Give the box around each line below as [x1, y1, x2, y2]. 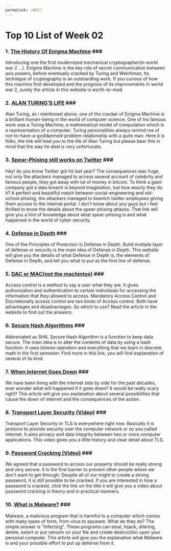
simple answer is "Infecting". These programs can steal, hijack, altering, [5, 523, 156, 530]
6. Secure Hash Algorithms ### [5, 322, 85, 329]
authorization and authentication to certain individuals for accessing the [5, 288, 157, 294]
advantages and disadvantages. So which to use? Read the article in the [5, 304, 157, 310]
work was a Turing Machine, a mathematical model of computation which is [5, 122, 164, 128]
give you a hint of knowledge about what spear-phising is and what [5, 211, 147, 217]
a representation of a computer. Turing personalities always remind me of [5, 127, 160, 134]
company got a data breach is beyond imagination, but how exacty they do [5, 184, 163, 190]
